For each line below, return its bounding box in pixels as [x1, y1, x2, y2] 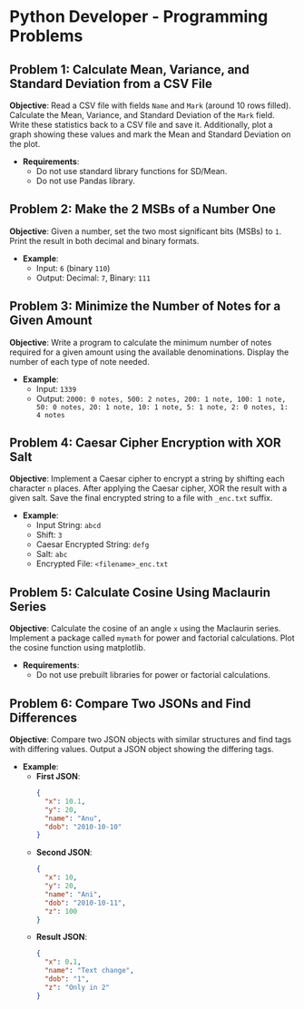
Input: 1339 [35, 383, 77, 394]
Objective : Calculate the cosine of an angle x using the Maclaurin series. [9, 623, 281, 634]
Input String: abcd [35, 520, 102, 531]
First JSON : [35, 771, 81, 782]
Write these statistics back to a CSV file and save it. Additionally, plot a [9, 120, 274, 130]
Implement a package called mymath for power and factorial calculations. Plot [9, 632, 295, 643]
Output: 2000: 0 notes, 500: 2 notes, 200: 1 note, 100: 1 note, [35, 393, 287, 404]
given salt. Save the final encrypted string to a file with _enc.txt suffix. [9, 493, 273, 504]
